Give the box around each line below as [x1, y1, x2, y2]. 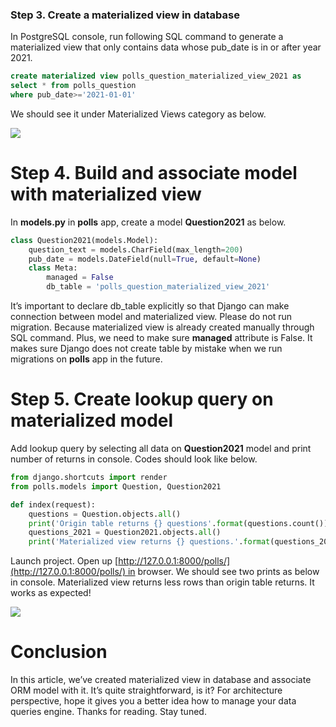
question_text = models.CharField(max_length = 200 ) [28, 244, 244, 255]
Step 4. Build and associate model [10, 162, 298, 185]
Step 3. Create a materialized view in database [10, 8, 240, 22]
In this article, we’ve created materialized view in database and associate [10, 674, 312, 686]
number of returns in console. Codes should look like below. [10, 453, 258, 465]
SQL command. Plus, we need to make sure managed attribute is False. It [10, 332, 313, 344]
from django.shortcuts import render [10, 473, 168, 483]
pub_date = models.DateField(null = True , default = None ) [28, 254, 262, 264]
